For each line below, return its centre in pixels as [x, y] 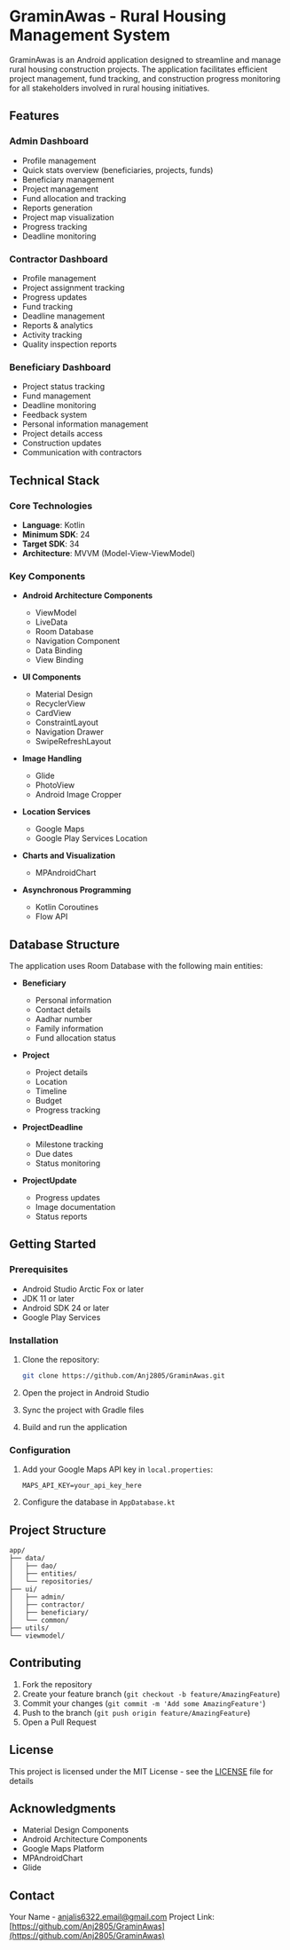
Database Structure [64, 944]
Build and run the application [74, 1427]
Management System [90, 35]
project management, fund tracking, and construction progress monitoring [145, 78]
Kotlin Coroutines [67, 908]
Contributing [45, 1663]
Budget [48, 1101]
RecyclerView [60, 704]
